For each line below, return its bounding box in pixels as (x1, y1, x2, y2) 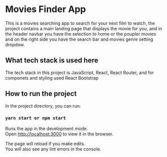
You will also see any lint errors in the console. (5, 146, 102, 152)
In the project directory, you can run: (5, 103, 81, 109)
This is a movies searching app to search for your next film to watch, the (5, 20, 155, 26)
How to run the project (5, 90, 77, 98)
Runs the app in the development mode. (5, 125, 88, 131)
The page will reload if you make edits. (5, 140, 86, 146)
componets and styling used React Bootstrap (5, 74, 99, 81)
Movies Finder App (5, 4, 87, 15)
